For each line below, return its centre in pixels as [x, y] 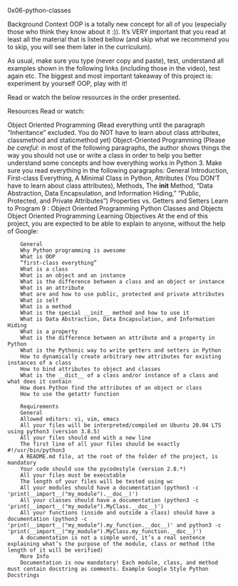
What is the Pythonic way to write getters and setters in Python [121, 350]
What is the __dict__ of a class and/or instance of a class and [119, 375]
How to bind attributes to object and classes [90, 369]
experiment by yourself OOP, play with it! [67, 84]
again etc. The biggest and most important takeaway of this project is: [110, 76]
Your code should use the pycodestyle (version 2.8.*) [103, 469]
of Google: [23, 231]
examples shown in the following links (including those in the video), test [114, 68]
